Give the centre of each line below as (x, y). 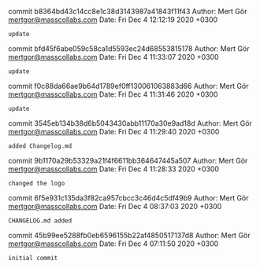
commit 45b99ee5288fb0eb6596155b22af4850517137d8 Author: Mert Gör (129, 235)
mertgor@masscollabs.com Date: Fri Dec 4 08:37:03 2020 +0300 (115, 206)
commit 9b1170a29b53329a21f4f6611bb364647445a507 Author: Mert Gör (128, 161)
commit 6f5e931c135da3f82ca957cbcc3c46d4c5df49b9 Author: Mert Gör (129, 198)
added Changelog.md (40, 146)
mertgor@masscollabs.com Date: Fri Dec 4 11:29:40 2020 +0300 (114, 132)
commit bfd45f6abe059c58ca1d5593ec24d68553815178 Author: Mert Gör (129, 49)
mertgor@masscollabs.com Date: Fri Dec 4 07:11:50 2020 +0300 (113, 244)
